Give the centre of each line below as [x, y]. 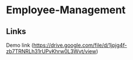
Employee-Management [66, 10]
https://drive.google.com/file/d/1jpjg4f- [80, 45]
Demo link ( [20, 45]
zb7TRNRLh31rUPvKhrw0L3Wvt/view [51, 51]
